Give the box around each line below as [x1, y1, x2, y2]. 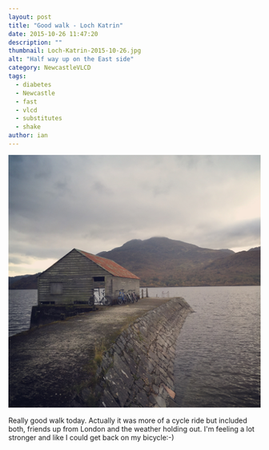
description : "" [8, 39, 62, 47]
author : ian [8, 132, 48, 140]
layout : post [8, 13, 52, 21]
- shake [15, 123, 42, 132]
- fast [15, 97, 38, 106]
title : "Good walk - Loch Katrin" [8, 21, 124, 30]
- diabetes [15, 80, 52, 88]
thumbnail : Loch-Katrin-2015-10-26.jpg [8, 47, 142, 55]
